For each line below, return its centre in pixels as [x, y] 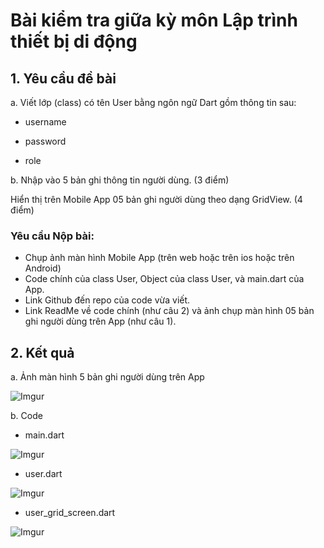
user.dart [43, 474]
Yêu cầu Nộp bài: [52, 236]
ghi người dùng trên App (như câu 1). [100, 321]
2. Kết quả [42, 352]
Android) [43, 268]
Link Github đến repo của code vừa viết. [107, 300]
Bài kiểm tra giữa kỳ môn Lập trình [154, 20]
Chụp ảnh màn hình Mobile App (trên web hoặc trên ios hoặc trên [159, 258]
